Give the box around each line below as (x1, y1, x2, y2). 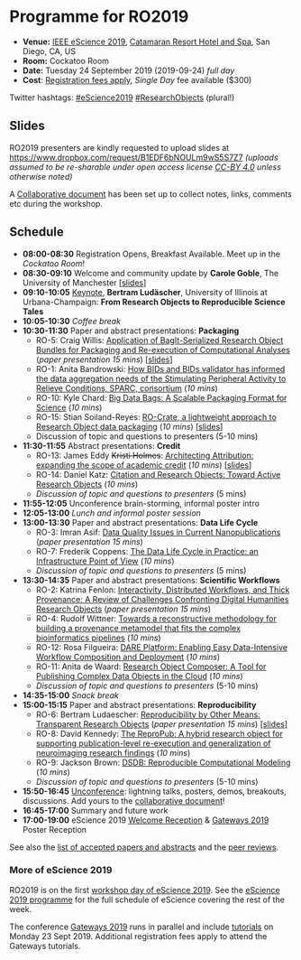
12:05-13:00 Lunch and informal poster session (22, 508, 201, 518)
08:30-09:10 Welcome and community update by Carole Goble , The (22, 267, 279, 278)
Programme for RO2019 (9, 6, 189, 27)
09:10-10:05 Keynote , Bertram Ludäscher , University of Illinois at (22, 286, 268, 297)
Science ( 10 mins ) (35, 402, 103, 413)
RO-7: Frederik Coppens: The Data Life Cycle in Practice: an (35, 545, 259, 556)
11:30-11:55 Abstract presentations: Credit (22, 440, 181, 451)
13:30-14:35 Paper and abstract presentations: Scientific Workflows (22, 574, 281, 585)
